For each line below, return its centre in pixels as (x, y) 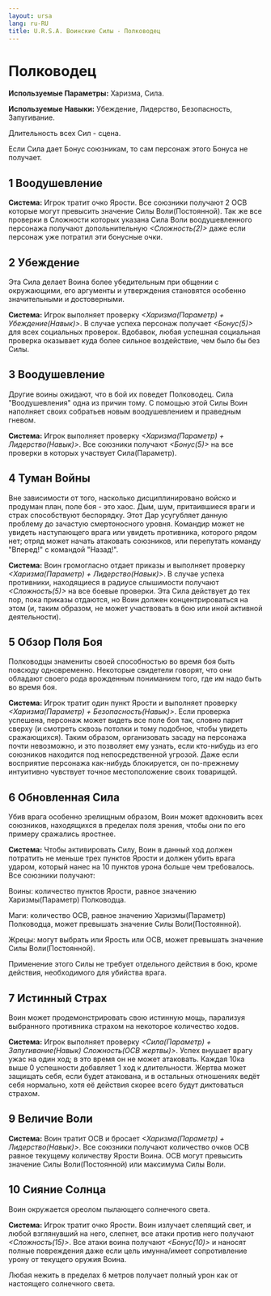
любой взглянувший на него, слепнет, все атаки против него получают (131, 1233)
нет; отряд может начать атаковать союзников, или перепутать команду (135, 541)
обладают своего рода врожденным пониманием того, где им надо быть (135, 679)
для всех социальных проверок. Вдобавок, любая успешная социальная (134, 332)
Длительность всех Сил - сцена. (65, 134)
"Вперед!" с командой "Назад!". (64, 549)
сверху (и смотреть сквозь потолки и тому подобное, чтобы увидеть (128, 729)
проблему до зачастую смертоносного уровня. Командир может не (127, 524)
